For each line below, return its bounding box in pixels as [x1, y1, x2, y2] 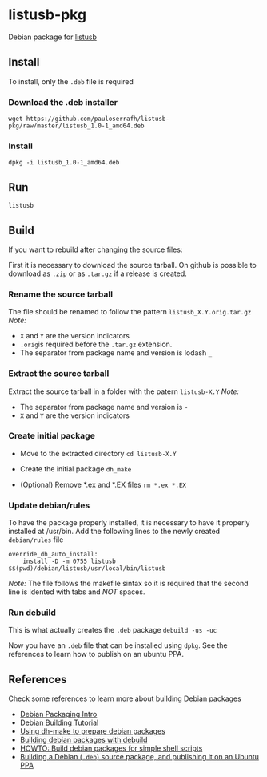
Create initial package [8, 431, 96, 442]
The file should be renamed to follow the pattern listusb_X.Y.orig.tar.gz [8, 307, 252, 317]
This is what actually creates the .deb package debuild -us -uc [8, 625, 217, 635]
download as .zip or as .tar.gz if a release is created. [8, 269, 188, 278]
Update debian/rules [8, 500, 90, 511]
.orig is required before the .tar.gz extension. [19, 339, 173, 350]
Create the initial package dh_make [19, 463, 132, 474]
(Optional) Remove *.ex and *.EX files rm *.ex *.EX [19, 480, 186, 489]
